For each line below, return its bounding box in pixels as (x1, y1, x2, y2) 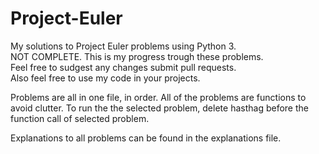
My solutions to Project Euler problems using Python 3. (10, 40, 237, 52)
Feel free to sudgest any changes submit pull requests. (10, 61, 237, 73)
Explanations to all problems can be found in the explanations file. (10, 132, 282, 144)
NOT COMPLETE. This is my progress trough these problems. (10, 50, 264, 62)
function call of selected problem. (10, 112, 150, 124)
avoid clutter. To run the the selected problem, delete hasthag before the (10, 102, 309, 114)
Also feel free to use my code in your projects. (10, 72, 201, 84)
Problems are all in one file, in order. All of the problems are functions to (10, 91, 307, 103)
